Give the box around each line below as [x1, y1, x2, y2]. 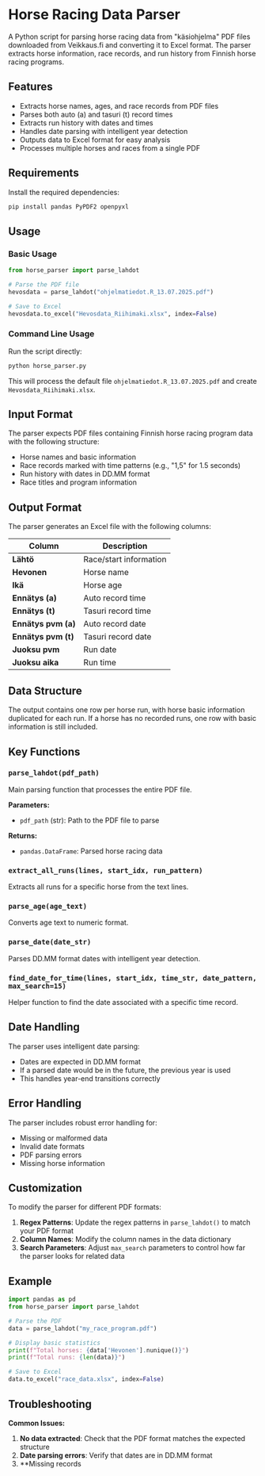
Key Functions [8, 745, 81, 758]
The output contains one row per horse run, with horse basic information [8, 705, 245, 715]
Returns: [8, 830, 38, 840]
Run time [83, 657, 117, 668]
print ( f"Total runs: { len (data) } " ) [8, 1354, 126, 1362]
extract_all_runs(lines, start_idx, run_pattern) [8, 866, 203, 875]
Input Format [8, 408, 74, 421]
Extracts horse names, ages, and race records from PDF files [19, 101, 219, 110]
